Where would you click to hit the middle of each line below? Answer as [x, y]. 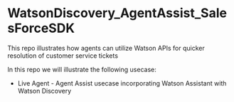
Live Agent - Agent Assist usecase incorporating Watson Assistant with [122, 83]
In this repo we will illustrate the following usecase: [82, 69]
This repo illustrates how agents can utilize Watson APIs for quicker [106, 48]
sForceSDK [41, 28]
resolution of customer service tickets [63, 56]
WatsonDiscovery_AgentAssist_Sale [117, 13]
